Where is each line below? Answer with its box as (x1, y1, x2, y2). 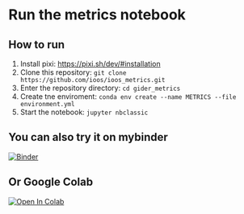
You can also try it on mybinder (8, 130, 168, 144)
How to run (8, 38, 65, 51)
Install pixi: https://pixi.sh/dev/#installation (19, 59, 161, 68)
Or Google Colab (8, 175, 94, 189)
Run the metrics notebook (8, 6, 186, 24)
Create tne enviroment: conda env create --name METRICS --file (19, 92, 237, 101)
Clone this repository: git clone (19, 68, 127, 77)
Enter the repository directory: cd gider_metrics (19, 83, 181, 93)
